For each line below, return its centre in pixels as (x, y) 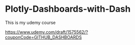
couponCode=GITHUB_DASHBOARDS (44, 37)
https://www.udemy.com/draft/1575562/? (46, 32)
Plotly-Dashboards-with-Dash (68, 9)
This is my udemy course (30, 22)
